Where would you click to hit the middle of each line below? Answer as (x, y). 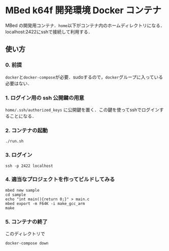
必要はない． (19, 83)
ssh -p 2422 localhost (29, 166)
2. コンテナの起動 (27, 130)
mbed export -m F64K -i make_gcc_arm (45, 203)
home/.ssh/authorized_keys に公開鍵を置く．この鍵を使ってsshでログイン (82, 110)
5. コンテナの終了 (27, 222)
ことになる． (23, 116)
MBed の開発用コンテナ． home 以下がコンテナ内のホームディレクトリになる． (85, 25)
